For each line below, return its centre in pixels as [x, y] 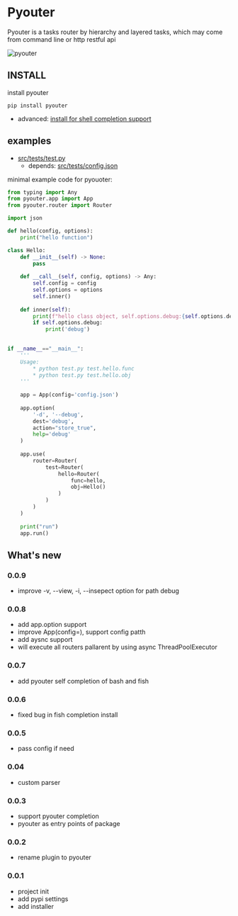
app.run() [35, 533]
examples [29, 141]
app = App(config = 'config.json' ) [69, 395]
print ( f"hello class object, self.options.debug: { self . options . [130, 316]
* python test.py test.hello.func [84, 368]
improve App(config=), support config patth [81, 632]
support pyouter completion [58, 816]
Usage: [30, 362]
